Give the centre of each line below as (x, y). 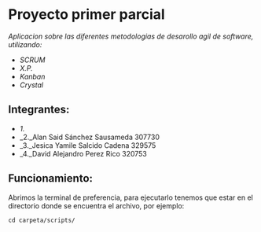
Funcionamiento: (50, 179)
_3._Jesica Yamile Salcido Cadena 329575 (88, 145)
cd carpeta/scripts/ (42, 220)
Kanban (32, 76)
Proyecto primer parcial (86, 15)
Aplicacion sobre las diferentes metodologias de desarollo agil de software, (131, 36)
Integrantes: (39, 110)
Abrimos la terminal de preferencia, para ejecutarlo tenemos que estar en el (131, 197)
